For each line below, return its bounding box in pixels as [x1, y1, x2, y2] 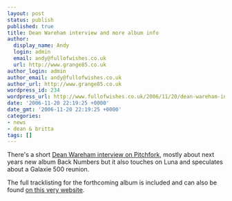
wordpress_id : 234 [7, 87, 60, 94]
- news [7, 118, 26, 126]
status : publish [7, 17, 54, 23]
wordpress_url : [7, 94, 51, 100]
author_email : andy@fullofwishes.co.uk [7, 74, 122, 81]
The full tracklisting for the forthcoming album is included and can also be [7, 178, 217, 187]
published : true [7, 23, 54, 30]
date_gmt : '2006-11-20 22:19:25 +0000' [7, 106, 122, 113]
